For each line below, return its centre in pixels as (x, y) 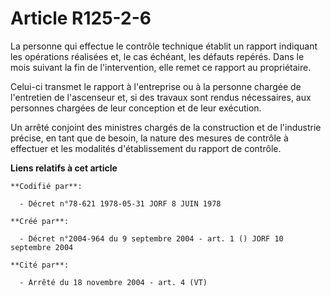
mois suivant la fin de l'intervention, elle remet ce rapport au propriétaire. (161, 67)
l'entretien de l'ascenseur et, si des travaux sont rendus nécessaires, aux (161, 97)
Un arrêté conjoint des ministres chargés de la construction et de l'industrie (166, 127)
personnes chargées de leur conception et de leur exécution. (136, 108)
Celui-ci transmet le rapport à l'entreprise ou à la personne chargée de (156, 86)
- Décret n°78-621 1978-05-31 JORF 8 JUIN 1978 (120, 203)
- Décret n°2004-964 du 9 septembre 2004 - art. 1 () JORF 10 (151, 238)
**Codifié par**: (46, 186)
